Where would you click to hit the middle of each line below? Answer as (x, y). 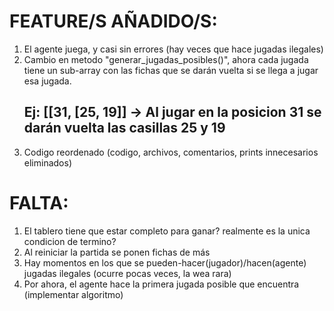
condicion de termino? (70, 241)
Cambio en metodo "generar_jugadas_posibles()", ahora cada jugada (166, 59)
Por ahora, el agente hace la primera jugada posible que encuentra (161, 284)
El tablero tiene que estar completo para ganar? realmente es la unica (167, 231)
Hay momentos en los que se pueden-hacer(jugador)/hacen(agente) (165, 262)
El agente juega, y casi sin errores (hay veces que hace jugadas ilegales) (173, 49)
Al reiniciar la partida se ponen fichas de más (117, 252)
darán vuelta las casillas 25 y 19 (124, 128)
